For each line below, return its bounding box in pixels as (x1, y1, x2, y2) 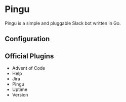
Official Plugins (5, 52, 54, 60)
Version (12, 92, 28, 98)
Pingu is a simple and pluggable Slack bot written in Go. (5, 20, 121, 26)
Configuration (5, 35, 50, 43)
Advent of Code (12, 65, 46, 71)
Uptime (12, 86, 28, 92)
